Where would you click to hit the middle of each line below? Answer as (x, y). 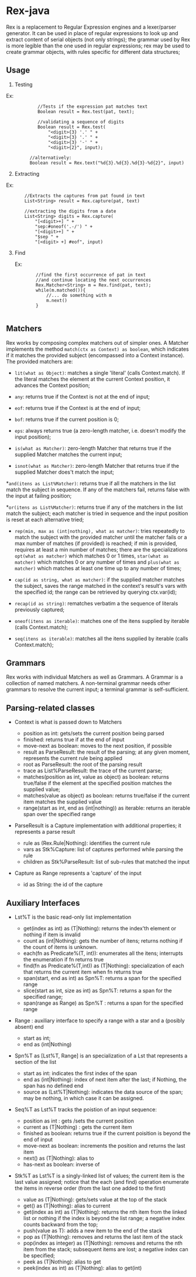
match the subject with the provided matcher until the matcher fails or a (101, 537)
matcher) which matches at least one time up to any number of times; (98, 568)
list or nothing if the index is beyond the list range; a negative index (104, 1218)
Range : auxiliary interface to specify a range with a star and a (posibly (100, 1021)
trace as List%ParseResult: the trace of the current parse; (93, 771)
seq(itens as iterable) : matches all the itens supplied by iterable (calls (101, 638)
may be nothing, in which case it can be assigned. (84, 1098)
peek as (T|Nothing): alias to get (62, 1262)
